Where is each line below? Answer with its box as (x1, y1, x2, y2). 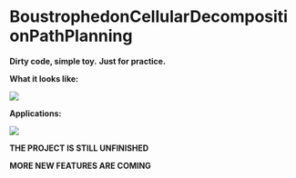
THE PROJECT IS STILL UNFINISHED (9, 143, 149, 153)
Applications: (9, 107, 62, 119)
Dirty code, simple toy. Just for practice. (9, 55, 167, 66)
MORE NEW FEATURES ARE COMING (9, 160, 152, 171)
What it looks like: (9, 73, 79, 84)
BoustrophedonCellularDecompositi (9, 6, 289, 27)
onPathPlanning (9, 25, 133, 46)
